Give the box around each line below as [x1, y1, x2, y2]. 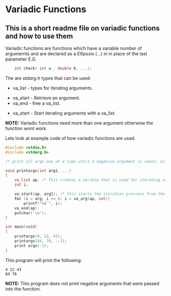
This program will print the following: [5, 257, 82, 263]
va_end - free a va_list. [12, 100, 61, 106]
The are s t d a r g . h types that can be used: [5, 75, 91, 81]
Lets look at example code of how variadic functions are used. [5, 135, 136, 141]
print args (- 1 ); [14, 243, 49, 248]
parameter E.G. [5, 56, 37, 62]
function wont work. [5, 125, 47, 131]
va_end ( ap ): [14, 205, 40, 211]
